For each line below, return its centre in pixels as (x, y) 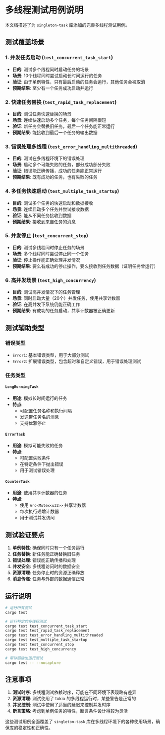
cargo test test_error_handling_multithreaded (54, 635)
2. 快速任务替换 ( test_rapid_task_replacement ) (61, 102)
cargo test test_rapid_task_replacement (48, 631)
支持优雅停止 (33, 423)
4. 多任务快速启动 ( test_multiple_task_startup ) (62, 191)
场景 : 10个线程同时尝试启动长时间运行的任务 (57, 76)
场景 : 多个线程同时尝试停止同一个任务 (51, 254)
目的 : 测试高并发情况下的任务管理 (46, 292)
